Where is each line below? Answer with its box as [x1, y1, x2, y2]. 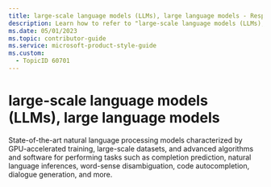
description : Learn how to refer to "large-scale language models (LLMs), [8, 19, 265, 27]
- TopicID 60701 [15, 57, 70, 65]
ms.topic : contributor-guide [8, 34, 106, 43]
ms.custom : [8, 49, 45, 57]
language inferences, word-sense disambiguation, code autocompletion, [8, 160, 250, 170]
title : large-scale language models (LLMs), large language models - [8, 11, 248, 20]
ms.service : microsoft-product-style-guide [8, 42, 157, 50]
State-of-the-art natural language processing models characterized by [8, 135, 244, 145]
